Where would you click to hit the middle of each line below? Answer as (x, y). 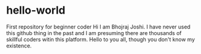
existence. (19, 46)
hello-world (36, 10)
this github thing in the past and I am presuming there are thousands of (94, 33)
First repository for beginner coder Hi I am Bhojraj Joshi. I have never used (98, 27)
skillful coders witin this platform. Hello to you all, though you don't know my (100, 39)
